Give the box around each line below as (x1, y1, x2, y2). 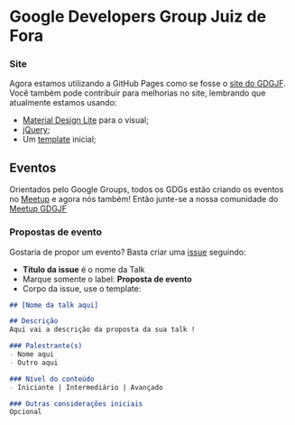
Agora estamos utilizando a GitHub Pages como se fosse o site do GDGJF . (9, 79, 286, 89)
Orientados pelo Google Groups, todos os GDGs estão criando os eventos (9, 184, 284, 195)
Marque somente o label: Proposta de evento (22, 273, 192, 284)
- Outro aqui (9, 358, 59, 367)
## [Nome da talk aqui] (9, 300, 99, 310)
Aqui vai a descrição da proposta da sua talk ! (9, 325, 196, 335)
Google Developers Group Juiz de (9, 6, 267, 27)
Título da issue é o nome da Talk (22, 263, 145, 274)
